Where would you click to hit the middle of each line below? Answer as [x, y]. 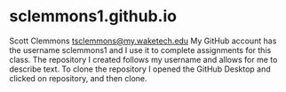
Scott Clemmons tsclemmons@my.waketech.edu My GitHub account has [143, 41]
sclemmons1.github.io [93, 16]
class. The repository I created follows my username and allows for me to [143, 59]
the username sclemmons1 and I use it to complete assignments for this [140, 50]
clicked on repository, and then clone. [79, 78]
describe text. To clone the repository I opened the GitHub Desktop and [140, 69]
